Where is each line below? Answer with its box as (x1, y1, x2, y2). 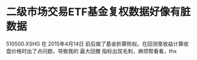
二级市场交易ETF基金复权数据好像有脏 (6, 5, 191, 19)
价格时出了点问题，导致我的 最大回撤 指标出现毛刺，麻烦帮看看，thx (11, 47, 177, 54)
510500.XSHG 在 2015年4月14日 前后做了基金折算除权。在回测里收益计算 (6, 40, 184, 47)
